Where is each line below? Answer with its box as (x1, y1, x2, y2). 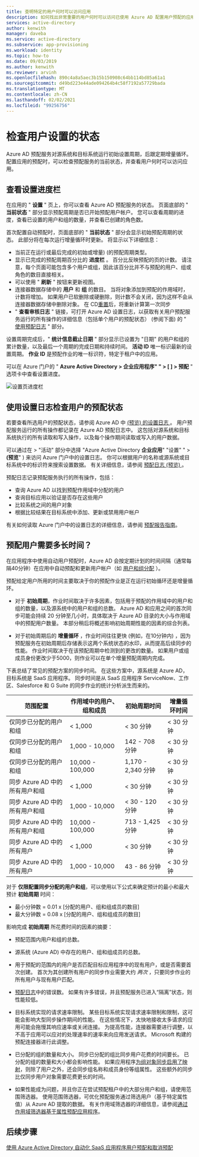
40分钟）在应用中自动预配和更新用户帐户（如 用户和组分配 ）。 (11, 564, 164, 571)
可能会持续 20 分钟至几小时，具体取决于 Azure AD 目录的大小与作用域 (20, 612, 191, 619)
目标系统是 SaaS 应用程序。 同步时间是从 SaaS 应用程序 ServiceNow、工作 (6, 674, 190, 681)
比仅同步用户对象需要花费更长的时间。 (14, 1073, 108, 1080)
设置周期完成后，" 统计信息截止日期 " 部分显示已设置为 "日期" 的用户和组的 (6, 336, 190, 343)
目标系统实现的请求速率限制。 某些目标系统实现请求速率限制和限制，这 (14, 1008, 188, 1015)
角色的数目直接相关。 (14, 271, 67, 278)
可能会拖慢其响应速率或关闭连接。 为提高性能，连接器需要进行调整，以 (20, 1023, 193, 1030)
